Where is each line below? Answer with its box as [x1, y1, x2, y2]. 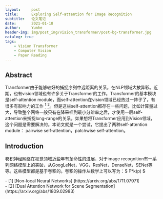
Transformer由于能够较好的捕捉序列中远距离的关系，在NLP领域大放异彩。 [5, 84, 154, 91]
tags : [5, 39, 16, 44]
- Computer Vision [14, 48, 51, 53]
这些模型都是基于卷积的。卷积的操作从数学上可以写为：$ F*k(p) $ [13, 168, 145, 174]
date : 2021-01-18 [5, 21, 54, 26]
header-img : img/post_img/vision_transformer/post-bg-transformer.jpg [5, 30, 152, 35]
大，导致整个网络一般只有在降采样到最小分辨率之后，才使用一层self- [5, 109, 143, 115]
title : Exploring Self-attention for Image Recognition [5, 12, 132, 17]
